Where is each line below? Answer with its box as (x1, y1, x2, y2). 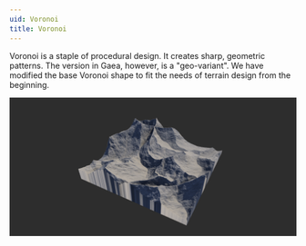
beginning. (9, 79, 50, 90)
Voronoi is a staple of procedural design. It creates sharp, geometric (9, 50, 266, 61)
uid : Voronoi (9, 15, 59, 24)
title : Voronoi (9, 24, 67, 34)
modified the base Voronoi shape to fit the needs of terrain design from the (9, 69, 291, 81)
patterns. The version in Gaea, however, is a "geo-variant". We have (9, 60, 264, 71)
